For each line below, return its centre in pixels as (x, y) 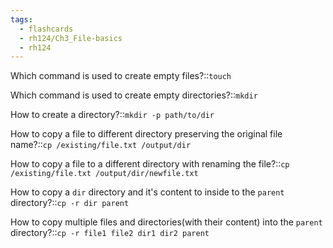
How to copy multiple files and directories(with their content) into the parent (166, 222)
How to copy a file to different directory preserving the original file (146, 134)
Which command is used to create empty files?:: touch (121, 76)
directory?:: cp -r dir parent (70, 203)
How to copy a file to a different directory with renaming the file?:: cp (150, 164)
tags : (21, 19)
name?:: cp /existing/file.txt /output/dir (101, 145)
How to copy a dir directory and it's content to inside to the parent (147, 192)
